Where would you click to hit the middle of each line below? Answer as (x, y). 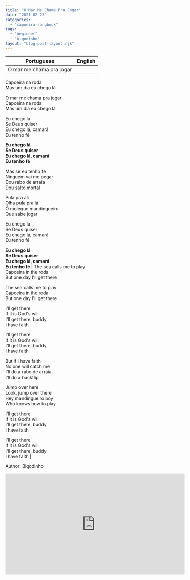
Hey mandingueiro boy (29, 398)
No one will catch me (28, 366)
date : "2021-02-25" (26, 15)
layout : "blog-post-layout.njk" (40, 44)
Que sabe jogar (22, 214)
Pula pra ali (17, 197)
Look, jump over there (29, 392)
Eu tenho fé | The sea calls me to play (45, 266)
